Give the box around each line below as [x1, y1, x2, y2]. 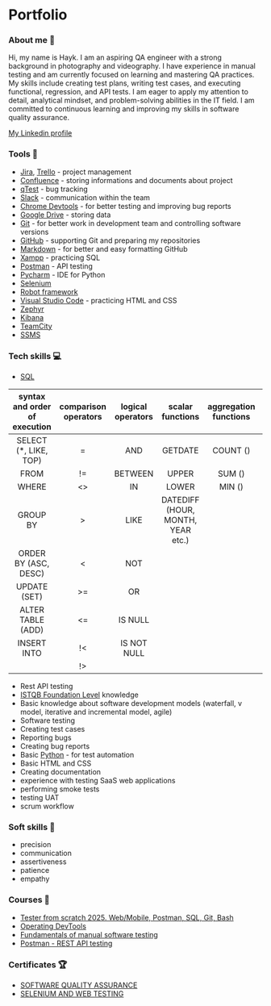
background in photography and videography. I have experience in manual [8, 61, 256, 71]
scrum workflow [19, 801, 74, 812]
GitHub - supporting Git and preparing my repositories [19, 236, 201, 245]
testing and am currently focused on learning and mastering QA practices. [8, 70, 255, 80]
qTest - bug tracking [19, 184, 89, 194]
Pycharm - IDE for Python [19, 269, 106, 279]
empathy [19, 874, 50, 884]
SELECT [16, 435, 48, 446]
